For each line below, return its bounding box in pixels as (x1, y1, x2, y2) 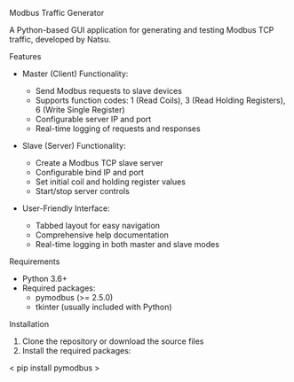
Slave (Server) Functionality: (21, 141, 126, 151)
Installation (9, 319, 50, 329)
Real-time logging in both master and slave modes (35, 239, 220, 249)
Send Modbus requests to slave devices (35, 86, 182, 96)
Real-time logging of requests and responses (35, 123, 202, 134)
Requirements (9, 256, 60, 267)
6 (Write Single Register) (35, 105, 126, 114)
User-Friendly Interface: (21, 203, 110, 214)
